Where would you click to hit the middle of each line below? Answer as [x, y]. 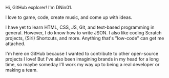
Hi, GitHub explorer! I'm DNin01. [39, 7]
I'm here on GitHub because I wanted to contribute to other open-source [82, 54]
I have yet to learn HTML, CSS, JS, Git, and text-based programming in [80, 27]
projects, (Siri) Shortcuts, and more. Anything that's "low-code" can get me [85, 38]
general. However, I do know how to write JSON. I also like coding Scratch [84, 33]
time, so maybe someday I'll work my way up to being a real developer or [82, 64]
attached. [15, 44]
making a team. [22, 70]
